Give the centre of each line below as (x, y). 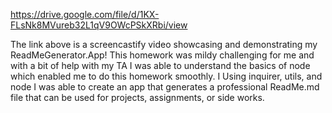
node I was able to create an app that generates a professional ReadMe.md (165, 87)
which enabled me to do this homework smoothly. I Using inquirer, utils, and (166, 76)
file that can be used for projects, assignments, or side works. (137, 97)
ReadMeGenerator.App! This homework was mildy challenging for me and (162, 55)
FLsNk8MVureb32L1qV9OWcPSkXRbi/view (99, 25)
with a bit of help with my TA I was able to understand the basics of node (160, 65)
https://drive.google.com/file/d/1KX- (85, 14)
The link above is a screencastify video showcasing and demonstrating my (164, 44)
